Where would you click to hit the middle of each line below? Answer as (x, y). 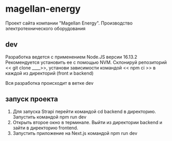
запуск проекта (32, 99)
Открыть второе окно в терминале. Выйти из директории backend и (88, 122)
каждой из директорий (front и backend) (50, 73)
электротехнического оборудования (45, 28)
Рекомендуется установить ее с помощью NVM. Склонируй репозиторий (86, 62)
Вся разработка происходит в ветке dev (50, 83)
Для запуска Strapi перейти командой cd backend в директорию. (84, 111)
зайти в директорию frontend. (45, 128)
